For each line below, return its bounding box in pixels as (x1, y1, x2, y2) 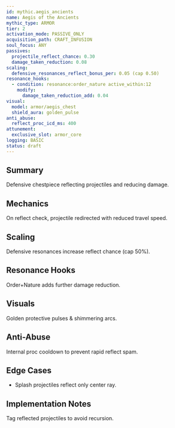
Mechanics (6, 198, 49, 209)
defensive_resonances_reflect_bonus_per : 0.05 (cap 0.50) (11, 70, 160, 76)
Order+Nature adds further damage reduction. (6, 281, 121, 289)
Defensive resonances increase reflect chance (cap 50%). (6, 248, 150, 255)
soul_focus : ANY (6, 43, 47, 49)
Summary (6, 165, 44, 176)
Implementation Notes (6, 399, 92, 409)
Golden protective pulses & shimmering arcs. (6, 314, 117, 322)
